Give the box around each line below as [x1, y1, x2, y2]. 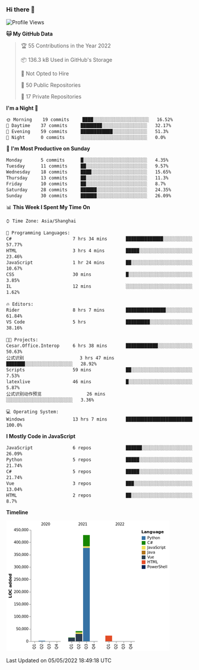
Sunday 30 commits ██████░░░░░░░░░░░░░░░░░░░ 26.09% [6, 193, 171, 199]
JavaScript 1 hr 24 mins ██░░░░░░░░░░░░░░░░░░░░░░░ [6, 260, 193, 266]
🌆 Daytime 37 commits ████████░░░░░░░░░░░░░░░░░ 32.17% [6, 123, 171, 129]
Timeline [6, 509, 29, 516]
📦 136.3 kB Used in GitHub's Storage [20, 56, 113, 64]
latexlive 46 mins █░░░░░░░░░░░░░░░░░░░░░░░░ [6, 379, 193, 385]
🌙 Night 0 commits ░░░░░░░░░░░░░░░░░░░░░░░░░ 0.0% [6, 135, 166, 141]
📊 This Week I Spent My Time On [6, 204, 90, 211]
